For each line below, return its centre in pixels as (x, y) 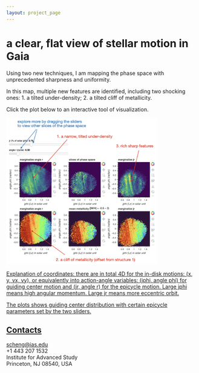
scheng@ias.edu (27, 345)
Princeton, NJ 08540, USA (39, 364)
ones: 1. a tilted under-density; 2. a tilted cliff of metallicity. (79, 97)
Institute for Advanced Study (42, 357)
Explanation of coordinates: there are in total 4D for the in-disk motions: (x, (99, 274)
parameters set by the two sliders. (49, 311)
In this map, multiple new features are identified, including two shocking (96, 91)
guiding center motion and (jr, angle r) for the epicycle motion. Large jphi (97, 287)
